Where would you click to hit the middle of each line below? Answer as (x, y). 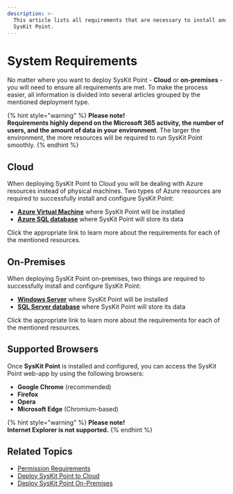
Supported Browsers (53, 349)
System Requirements (72, 61)
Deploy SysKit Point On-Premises (65, 483)
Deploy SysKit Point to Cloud (58, 475)
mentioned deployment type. (49, 102)
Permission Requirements (54, 468)
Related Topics (40, 452)
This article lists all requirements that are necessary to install (114, 20)
